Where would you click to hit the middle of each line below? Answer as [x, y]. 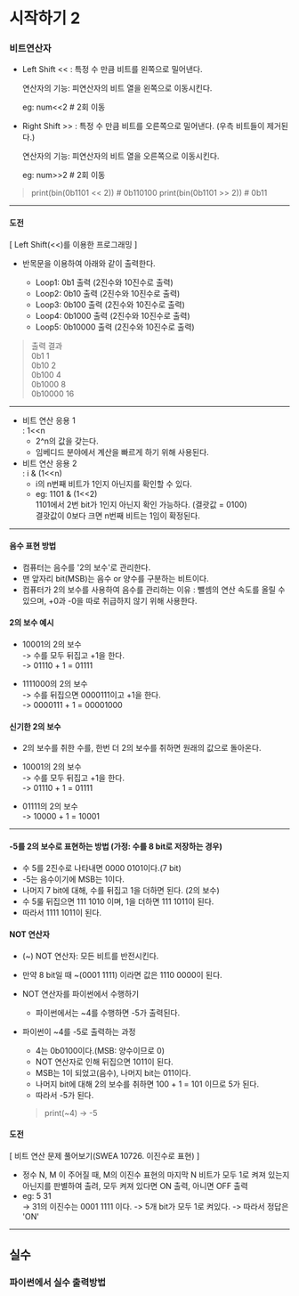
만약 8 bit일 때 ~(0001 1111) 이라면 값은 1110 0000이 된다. [122, 974]
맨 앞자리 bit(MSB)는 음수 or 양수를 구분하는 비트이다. [115, 578]
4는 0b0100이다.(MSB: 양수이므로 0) [100, 1050]
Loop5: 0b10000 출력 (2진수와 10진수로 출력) [115, 327]
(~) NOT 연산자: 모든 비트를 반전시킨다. [90, 956]
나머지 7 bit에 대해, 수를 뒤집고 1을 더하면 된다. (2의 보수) [121, 890]
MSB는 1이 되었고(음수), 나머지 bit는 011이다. [113, 1072]
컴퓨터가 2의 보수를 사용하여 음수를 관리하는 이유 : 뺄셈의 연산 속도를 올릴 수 [154, 590]
